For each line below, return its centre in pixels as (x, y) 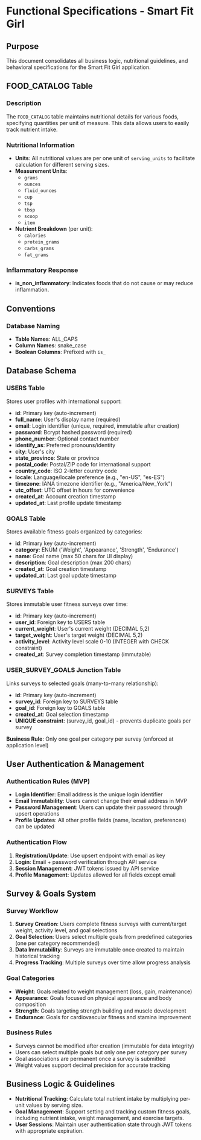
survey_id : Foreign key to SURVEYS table (66, 701)
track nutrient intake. (32, 129)
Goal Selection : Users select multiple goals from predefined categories (104, 937)
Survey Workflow (32, 910)
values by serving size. (55, 1105)
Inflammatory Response (42, 270)
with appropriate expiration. (49, 1130)
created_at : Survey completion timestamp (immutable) (83, 654)
